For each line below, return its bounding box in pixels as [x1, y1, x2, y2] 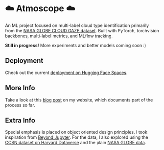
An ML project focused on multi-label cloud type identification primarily [5, 22, 149, 28]
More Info [5, 84, 35, 92]
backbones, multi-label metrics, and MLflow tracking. [5, 33, 113, 39]
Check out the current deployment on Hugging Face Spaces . [5, 70, 128, 75]
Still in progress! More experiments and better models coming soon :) [5, 42, 146, 48]
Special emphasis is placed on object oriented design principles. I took [5, 129, 148, 135]
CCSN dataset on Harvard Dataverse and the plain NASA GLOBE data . [5, 140, 146, 146]
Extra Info [5, 116, 36, 125]
